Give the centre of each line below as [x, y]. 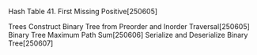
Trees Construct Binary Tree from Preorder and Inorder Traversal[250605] [129, 26]
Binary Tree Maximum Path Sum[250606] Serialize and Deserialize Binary [128, 35]
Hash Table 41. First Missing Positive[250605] [83, 11]
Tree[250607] [31, 43]
